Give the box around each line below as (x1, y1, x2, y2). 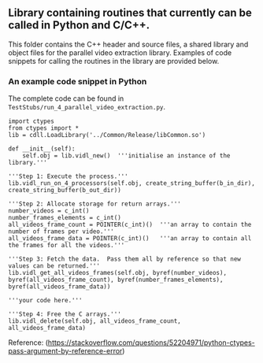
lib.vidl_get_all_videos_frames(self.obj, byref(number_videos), (8, 269, 227, 277)
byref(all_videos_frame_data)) (8, 283, 111, 291)
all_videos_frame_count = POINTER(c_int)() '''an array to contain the (8, 220, 252, 229)
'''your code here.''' (8, 297, 83, 305)
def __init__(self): (8, 145, 76, 153)
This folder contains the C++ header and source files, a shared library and (8, 39, 249, 49)
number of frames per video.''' (8, 228, 114, 235)
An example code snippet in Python (8, 76, 147, 87)
